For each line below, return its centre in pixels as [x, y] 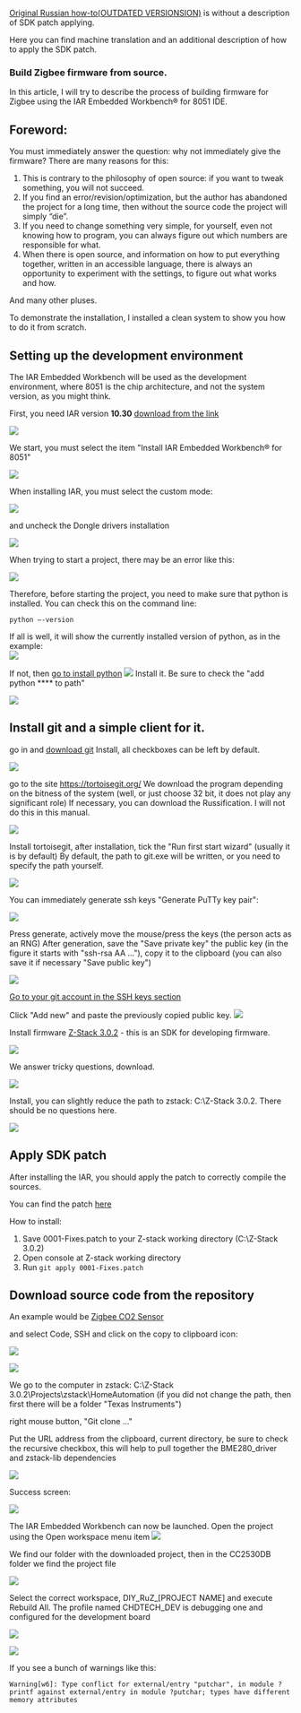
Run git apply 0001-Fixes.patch [83, 1267]
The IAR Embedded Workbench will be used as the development [128, 376]
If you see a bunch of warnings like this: [83, 1668]
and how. [39, 283]
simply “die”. [45, 216]
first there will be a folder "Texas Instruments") [95, 1404]
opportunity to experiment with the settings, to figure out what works [150, 273]
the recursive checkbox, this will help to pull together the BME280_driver [143, 1449]
